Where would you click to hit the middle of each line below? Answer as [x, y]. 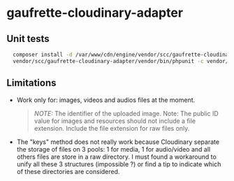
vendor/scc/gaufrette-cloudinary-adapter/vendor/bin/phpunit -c [108, 61]
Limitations [31, 83]
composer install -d [43, 55]
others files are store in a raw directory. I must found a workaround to [117, 157]
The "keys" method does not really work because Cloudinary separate [118, 142]
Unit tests [28, 39]
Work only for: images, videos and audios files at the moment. [106, 100]
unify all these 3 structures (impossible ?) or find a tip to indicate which [119, 164]
